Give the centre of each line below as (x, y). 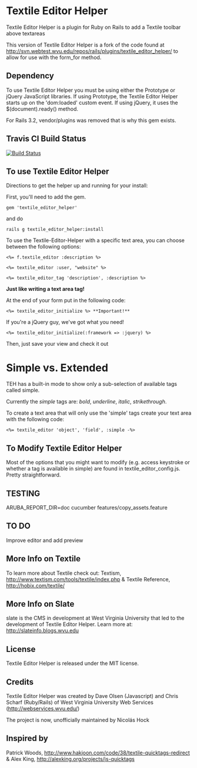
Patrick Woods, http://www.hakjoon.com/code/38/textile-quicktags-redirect (98, 753)
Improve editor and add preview (45, 540)
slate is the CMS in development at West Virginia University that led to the (95, 618)
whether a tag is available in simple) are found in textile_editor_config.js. (93, 469)
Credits (20, 682)
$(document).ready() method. (42, 109)
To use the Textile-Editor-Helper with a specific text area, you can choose (96, 240)
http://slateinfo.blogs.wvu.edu (43, 631)
